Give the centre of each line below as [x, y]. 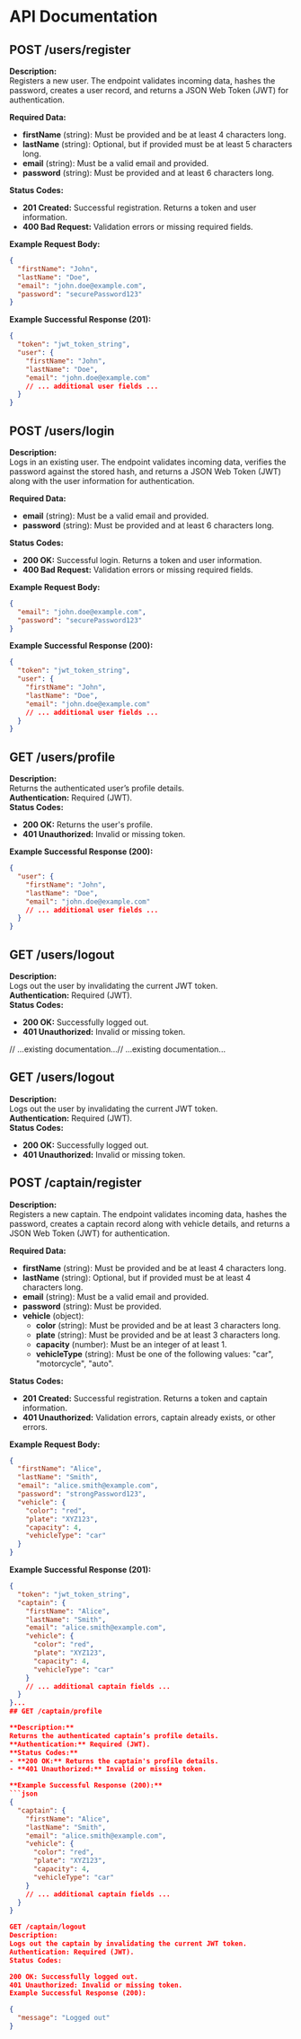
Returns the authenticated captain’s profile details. [114, 1735]
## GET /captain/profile [56, 1712]
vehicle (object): [53, 1315]
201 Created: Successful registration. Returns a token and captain [145, 1398]
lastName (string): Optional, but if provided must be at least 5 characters [157, 144]
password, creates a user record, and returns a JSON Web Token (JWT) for [149, 90]
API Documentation [84, 17]
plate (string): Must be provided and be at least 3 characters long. [158, 1335]
